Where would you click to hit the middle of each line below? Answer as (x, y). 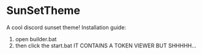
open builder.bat (36, 39)
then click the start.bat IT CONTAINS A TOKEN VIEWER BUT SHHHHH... (106, 46)
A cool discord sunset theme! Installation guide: (66, 27)
